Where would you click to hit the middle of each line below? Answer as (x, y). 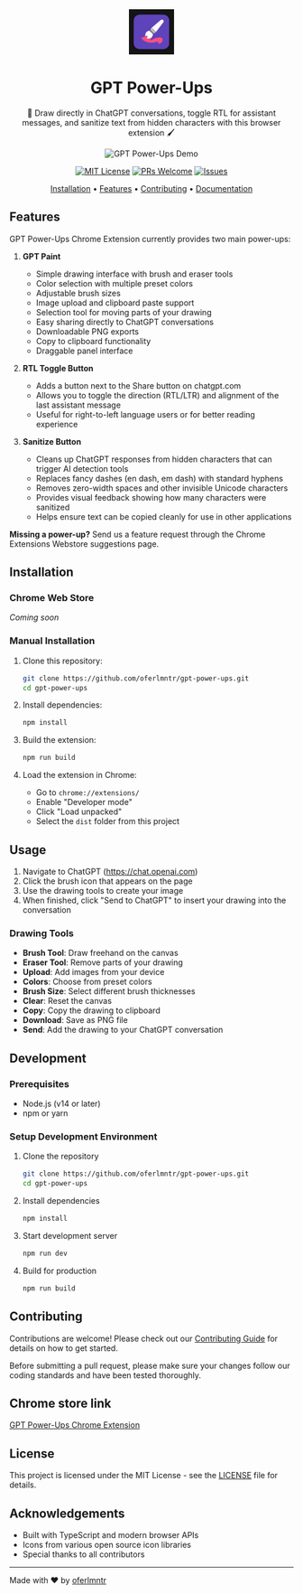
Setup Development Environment (83, 1136)
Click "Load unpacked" (79, 811)
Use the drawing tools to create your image (103, 891)
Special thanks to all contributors (83, 1554)
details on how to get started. (64, 1348)
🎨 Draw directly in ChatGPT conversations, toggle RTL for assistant (151, 113)
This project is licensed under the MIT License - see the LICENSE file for (143, 1476)
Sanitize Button (52, 441)
